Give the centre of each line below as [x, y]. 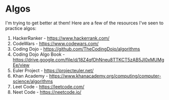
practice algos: [21, 28]
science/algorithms [33, 81]
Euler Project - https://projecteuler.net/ [53, 70]
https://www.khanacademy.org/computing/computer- [105, 76]
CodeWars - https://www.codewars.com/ [56, 43]
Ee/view [21, 65]
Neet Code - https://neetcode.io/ [47, 92]
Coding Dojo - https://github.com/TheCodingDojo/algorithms [76, 49]
